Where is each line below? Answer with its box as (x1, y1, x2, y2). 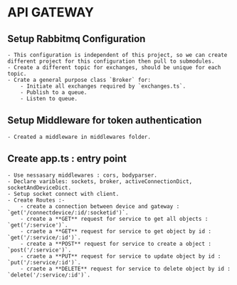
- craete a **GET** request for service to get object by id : (20, 227, 212, 235)
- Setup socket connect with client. (7, 190, 120, 197)
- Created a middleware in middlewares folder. (7, 133, 152, 140)
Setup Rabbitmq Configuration (7, 33, 146, 45)
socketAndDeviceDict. (7, 184, 72, 191)
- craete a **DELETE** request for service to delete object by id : (20, 265, 231, 272)
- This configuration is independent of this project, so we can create (7, 51, 228, 58)
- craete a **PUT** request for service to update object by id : (20, 252, 221, 260)
